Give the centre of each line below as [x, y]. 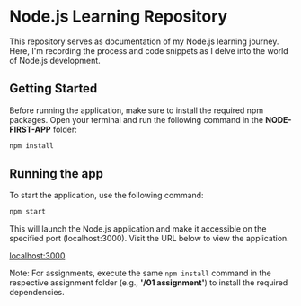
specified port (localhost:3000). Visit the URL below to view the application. [149, 239]
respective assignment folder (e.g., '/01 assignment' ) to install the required [149, 283]
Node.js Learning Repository [119, 17]
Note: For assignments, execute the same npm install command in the [140, 273]
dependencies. [37, 293]
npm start [28, 212]
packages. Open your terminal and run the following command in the [136, 119]
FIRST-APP [30, 129]
